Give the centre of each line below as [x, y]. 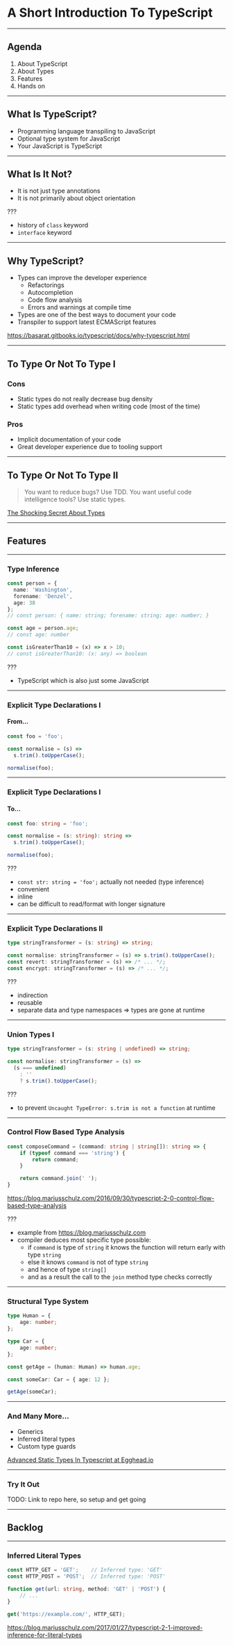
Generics [30, 1431]
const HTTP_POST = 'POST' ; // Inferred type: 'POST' [87, 1576]
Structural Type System [48, 1302]
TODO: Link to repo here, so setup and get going [77, 1499]
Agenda [25, 47]
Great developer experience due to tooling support [90, 447]
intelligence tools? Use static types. [75, 499]
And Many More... [38, 1417]
